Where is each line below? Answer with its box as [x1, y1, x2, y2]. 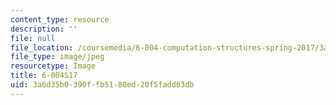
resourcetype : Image [10, 61, 97, 71]
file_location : [10, 42, 74, 53]
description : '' [10, 24, 78, 34]
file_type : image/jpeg [10, 52, 105, 62]
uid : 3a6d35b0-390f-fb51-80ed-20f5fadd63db [10, 80, 195, 90]
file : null [10, 33, 56, 43]
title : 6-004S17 [10, 71, 78, 81]
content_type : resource [10, 14, 110, 25]
